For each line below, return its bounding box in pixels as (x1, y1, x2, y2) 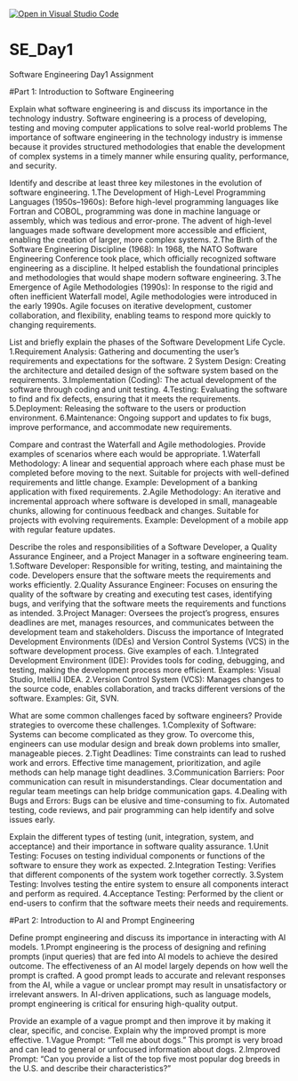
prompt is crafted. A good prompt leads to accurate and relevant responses (9, 970, 286, 980)
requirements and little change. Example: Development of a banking (9, 476, 258, 487)
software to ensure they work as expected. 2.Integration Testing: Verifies (9, 859, 277, 870)
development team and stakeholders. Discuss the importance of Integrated (9, 626, 284, 637)
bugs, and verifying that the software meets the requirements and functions (9, 597, 286, 609)
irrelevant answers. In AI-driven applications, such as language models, (9, 988, 271, 999)
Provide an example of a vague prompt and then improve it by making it (9, 1015, 271, 1026)
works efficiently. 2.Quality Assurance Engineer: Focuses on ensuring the (9, 579, 278, 589)
